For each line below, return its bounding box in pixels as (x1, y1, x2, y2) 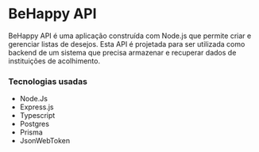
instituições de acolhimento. (8, 56, 101, 66)
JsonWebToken (19, 136, 70, 146)
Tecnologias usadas (8, 76, 87, 87)
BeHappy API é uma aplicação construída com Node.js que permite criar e (8, 31, 252, 40)
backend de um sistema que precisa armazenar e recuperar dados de (8, 47, 237, 57)
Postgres (19, 120, 50, 129)
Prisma (19, 127, 44, 137)
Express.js (19, 102, 54, 112)
